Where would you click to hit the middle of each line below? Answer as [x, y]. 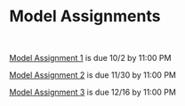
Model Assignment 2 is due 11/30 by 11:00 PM [92, 75]
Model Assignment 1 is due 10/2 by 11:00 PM [90, 57]
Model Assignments [85, 16]
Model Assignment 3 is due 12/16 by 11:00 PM [92, 92]
